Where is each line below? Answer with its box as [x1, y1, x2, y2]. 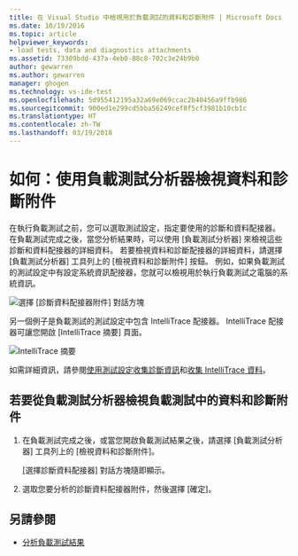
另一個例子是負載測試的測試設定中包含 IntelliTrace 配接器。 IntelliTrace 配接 [9, 316, 285, 326]
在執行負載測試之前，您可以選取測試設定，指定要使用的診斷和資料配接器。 [9, 223, 280, 233]
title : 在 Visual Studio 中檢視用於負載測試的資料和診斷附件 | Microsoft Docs [9, 12, 283, 22]
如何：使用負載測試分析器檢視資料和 [9, 169, 273, 190]
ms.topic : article [9, 29, 77, 38]
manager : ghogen [9, 79, 69, 88]
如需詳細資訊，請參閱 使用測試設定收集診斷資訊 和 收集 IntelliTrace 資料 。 [9, 364, 271, 375]
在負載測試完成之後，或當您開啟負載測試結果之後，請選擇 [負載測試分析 [21, 435, 283, 445]
